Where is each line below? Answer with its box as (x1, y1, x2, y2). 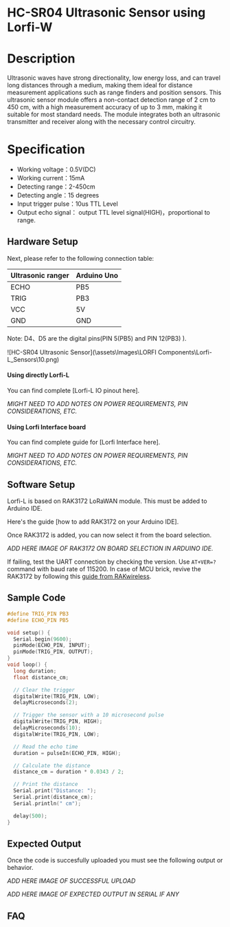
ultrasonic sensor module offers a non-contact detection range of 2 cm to (7, 96, 216, 104)
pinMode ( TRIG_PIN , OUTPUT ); (13, 648, 94, 655)
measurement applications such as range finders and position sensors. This (7, 88, 222, 97)
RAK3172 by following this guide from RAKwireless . (7, 573, 152, 581)
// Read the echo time (13, 743, 78, 750)
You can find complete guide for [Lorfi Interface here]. (7, 438, 161, 447)
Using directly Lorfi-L (7, 371, 70, 379)
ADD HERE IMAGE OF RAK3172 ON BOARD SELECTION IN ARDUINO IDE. (7, 544, 214, 553)
